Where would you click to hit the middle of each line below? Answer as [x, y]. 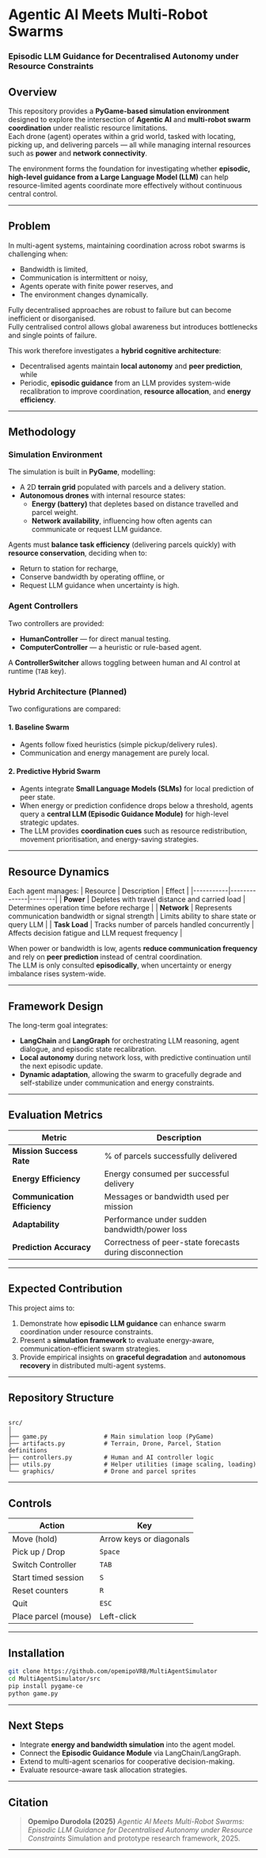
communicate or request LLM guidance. [97, 529]
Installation [36, 1653]
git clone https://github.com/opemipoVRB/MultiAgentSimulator [113, 1671]
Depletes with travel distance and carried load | [168, 899]
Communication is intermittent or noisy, [84, 277]
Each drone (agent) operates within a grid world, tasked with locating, [122, 136]
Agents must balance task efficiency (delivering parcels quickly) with [122, 544]
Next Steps [36, 1725]
